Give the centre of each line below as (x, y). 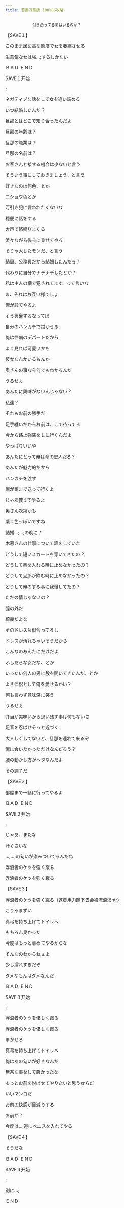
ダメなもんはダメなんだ (30, 975)
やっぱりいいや (21, 445)
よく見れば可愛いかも (27, 348)
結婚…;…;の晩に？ (24, 532)
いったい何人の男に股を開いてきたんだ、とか (52, 673)
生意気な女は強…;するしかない (37, 57)
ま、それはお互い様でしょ (32, 294)
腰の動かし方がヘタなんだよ (34, 759)
